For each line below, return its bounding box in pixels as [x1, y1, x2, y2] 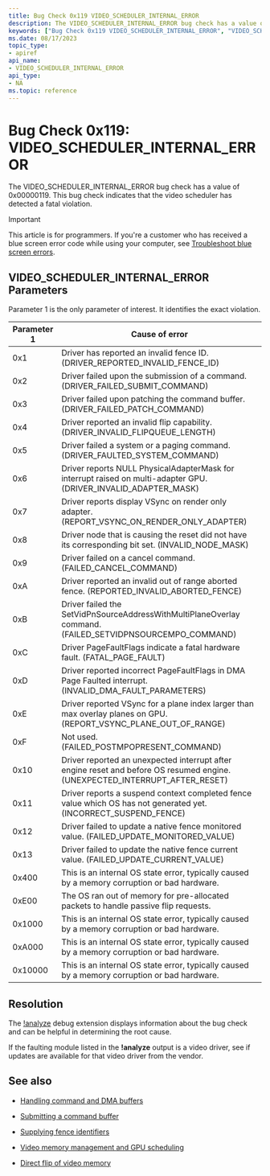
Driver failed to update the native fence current [61, 844, 239, 855]
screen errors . [8, 247, 55, 257]
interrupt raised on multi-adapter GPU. [61, 473, 208, 484]
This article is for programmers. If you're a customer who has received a [8, 230, 247, 240]
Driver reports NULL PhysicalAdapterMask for [61, 463, 235, 475]
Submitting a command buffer [19, 1111, 119, 1120]
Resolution [8, 997, 63, 1010]
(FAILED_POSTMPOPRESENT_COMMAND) [61, 742, 223, 753]
